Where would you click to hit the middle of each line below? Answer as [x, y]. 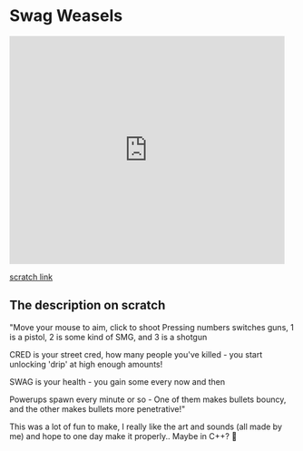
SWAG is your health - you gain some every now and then [117, 381]
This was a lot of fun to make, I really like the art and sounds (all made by [146, 426]
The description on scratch [88, 305]
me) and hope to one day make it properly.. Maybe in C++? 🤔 [123, 436]
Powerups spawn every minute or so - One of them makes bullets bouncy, [148, 399]
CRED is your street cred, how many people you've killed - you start [136, 354]
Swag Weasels [66, 16]
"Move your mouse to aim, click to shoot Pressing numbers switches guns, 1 [152, 327]
